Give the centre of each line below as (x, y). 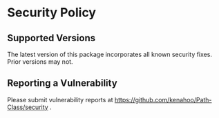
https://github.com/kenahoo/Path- (163, 99)
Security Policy (52, 13)
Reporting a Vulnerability (62, 83)
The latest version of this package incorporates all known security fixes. (110, 54)
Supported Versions (51, 38)
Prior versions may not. (40, 62)
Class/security (28, 107)
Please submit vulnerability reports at (60, 99)
